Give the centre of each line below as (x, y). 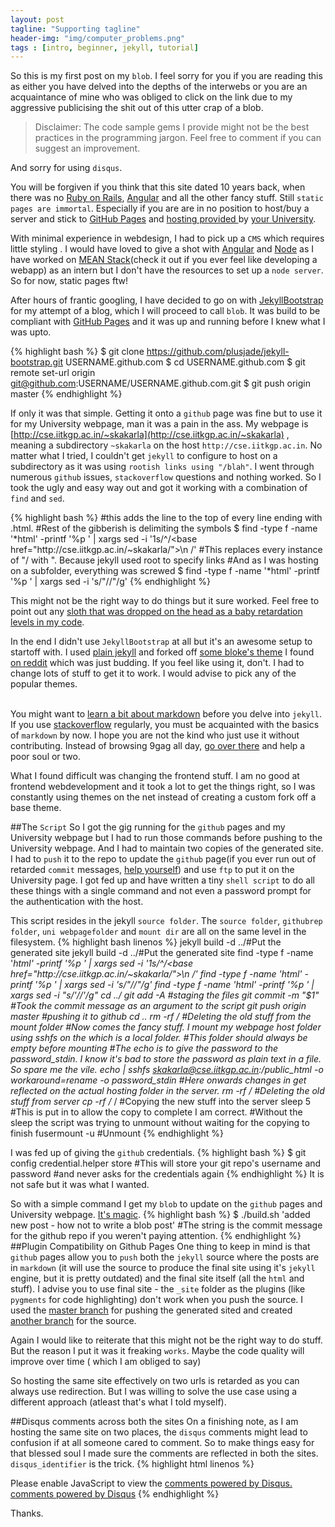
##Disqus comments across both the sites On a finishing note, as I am (154, 1422)
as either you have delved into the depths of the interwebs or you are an (159, 87)
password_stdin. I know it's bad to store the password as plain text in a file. (166, 1059)
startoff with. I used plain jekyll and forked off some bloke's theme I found (162, 652)
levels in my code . (47, 622)
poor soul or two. (45, 757)
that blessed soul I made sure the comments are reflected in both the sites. (164, 1453)
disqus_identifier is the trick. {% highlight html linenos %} (132, 1464)
